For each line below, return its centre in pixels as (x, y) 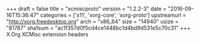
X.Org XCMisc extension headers (47, 34)
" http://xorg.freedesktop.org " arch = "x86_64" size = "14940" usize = (92, 21)
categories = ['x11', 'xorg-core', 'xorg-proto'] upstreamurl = (113, 15)
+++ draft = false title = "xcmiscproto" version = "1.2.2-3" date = (86, 9)
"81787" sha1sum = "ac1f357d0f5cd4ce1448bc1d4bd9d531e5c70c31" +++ (98, 28)
